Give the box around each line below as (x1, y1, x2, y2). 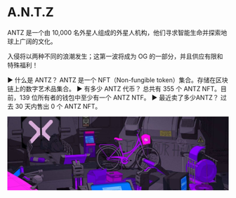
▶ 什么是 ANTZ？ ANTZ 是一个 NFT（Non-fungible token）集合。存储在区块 (7, 75, 228, 84)
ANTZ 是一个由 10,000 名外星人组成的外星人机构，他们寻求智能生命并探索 (7, 28, 221, 37)
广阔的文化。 (19, 37, 57, 46)
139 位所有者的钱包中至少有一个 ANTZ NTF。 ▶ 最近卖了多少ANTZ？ (19, 93, 219, 102)
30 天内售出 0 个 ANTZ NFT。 (15, 102, 102, 110)
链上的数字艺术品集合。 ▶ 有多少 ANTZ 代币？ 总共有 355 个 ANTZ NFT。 (7, 84, 221, 93)
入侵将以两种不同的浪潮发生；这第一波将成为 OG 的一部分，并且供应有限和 (7, 52, 223, 60)
